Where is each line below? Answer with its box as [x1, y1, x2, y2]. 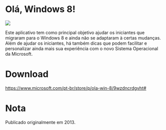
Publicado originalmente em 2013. [5, 119, 76, 125]
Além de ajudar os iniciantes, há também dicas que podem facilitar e [5, 40, 147, 46]
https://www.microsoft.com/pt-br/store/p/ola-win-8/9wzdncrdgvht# [5, 85, 147, 91]
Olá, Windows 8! [5, 4, 75, 15]
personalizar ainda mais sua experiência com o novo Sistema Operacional [5, 45, 158, 51]
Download [5, 69, 49, 80]
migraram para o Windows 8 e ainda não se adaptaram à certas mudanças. [5, 35, 161, 41]
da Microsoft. [5, 51, 33, 57]
